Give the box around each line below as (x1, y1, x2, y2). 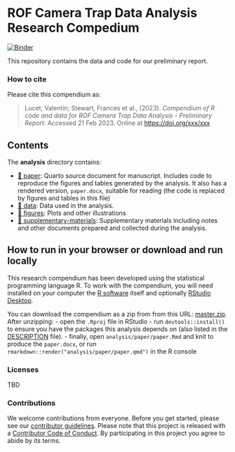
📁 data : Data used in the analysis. (17, 202, 114, 210)
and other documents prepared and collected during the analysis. (17, 224, 207, 233)
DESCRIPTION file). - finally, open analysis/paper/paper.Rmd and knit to (7, 332, 214, 340)
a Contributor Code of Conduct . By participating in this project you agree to (7, 429, 225, 437)
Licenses (7, 364, 39, 374)
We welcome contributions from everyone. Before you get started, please (7, 414, 220, 422)
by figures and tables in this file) (17, 194, 111, 202)
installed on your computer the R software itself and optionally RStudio (7, 288, 211, 297)
